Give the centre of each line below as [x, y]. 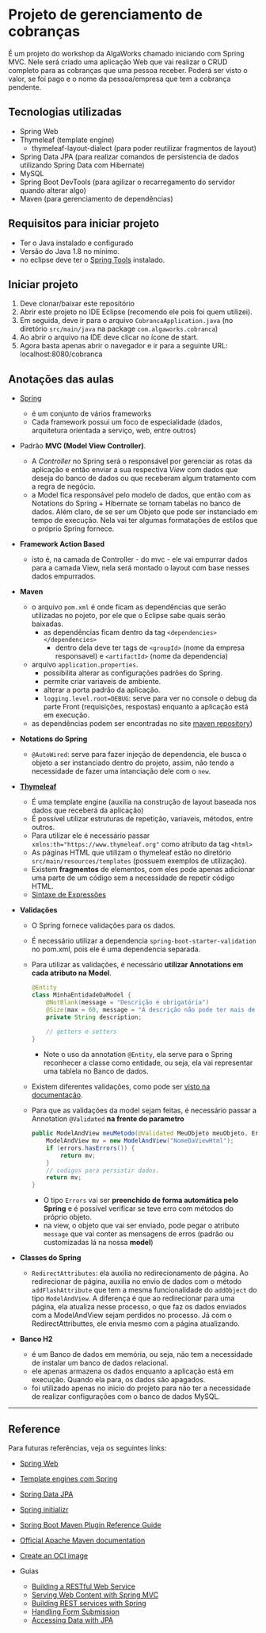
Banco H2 [36, 1339]
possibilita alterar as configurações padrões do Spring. [133, 673]
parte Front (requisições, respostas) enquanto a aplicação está [146, 707]
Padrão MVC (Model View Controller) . [83, 446]
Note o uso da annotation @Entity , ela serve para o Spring [138, 1055]
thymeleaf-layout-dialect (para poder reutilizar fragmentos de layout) [144, 148]
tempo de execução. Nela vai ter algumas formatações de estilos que [144, 521]
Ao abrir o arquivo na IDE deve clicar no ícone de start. [109, 337]
